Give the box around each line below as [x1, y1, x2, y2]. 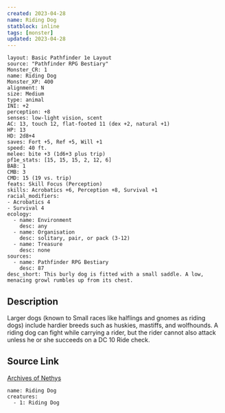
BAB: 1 [7, 163, 26, 170]
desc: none [19, 247, 51, 254]
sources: [7, 253, 32, 260]
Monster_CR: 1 [7, 67, 48, 74]
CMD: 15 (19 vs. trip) [7, 175, 72, 182]
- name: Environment [13, 217, 72, 224]
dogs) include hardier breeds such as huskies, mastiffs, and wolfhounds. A [7, 321, 218, 329]
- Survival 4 [7, 205, 45, 212]
